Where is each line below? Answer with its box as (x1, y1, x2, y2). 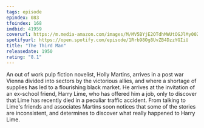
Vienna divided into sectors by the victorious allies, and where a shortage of (6, 77, 197, 84)
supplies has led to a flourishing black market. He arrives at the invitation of (6, 83, 195, 91)
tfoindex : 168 (6, 20, 42, 26)
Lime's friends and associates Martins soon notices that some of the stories (6, 103, 196, 110)
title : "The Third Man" (6, 43, 67, 49)
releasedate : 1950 (6, 49, 53, 55)
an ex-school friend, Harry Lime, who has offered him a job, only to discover (6, 90, 197, 97)
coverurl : (6, 32, 32, 38)
